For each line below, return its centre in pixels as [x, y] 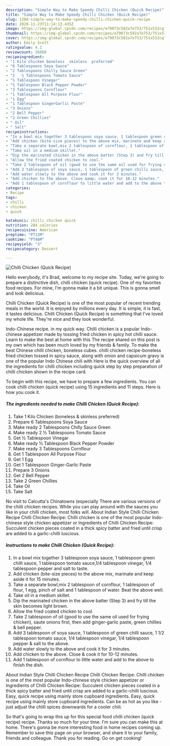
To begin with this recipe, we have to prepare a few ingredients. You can [81, 382]
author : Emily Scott [27, 43]
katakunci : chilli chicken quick [41, 221]
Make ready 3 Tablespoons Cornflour [52, 449]
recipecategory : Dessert [32, 249]
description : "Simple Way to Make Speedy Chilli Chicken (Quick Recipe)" [85, 10]
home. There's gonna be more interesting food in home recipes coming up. [84, 727]
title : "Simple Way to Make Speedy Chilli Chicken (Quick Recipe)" [78, 15]
